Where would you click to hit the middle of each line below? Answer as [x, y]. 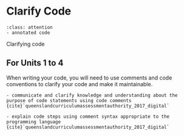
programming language [34, 122]
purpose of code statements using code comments [69, 100]
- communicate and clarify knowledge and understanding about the [92, 95]
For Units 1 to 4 [35, 63]
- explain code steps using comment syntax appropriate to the [88, 117]
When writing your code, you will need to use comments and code [89, 78]
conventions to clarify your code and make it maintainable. [80, 84]
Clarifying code [26, 44]
